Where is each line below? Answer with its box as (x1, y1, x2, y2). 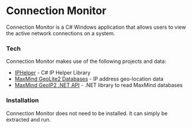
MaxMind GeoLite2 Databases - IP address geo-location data (14, 75, 164, 83)
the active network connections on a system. (6, 29, 115, 36)
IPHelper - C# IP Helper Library (14, 69, 91, 76)
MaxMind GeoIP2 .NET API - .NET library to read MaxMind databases (14, 82, 183, 89)
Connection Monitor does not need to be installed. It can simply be (6, 110, 168, 117)
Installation (6, 96, 39, 105)
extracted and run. (6, 116, 51, 123)
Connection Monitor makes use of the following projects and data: (6, 58, 167, 65)
